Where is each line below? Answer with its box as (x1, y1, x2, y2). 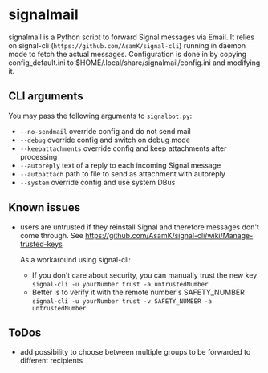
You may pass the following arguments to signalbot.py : (8, 111, 193, 120)
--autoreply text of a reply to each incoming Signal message (19, 160, 221, 170)
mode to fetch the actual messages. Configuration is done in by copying (8, 49, 247, 59)
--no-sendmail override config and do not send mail (19, 126, 191, 136)
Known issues (8, 201, 81, 214)
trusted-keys (19, 239, 63, 249)
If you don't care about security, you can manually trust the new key (31, 270, 258, 280)
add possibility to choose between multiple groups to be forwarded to (19, 347, 251, 357)
